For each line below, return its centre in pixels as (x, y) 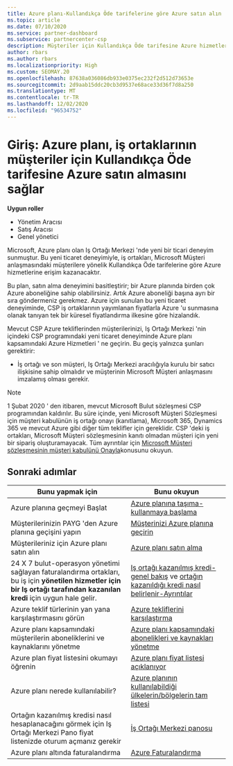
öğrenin (23, 666)
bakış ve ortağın (177, 576)
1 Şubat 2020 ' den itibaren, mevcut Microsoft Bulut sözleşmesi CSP (104, 406)
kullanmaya (149, 512)
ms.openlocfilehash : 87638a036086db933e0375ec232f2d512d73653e (101, 78)
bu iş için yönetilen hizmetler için (66, 581)
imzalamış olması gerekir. (53, 378)
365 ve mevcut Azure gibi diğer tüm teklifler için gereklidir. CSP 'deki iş (109, 428)
